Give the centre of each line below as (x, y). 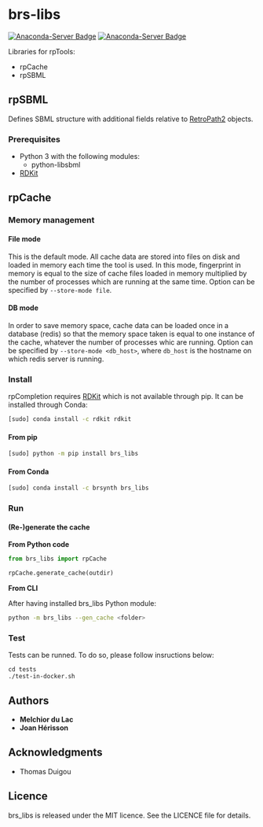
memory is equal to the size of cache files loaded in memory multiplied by (128, 273)
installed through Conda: (48, 405)
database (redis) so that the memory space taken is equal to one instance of (131, 334)
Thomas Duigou (45, 771)
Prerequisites (34, 139)
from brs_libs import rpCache (58, 559)
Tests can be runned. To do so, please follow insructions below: (111, 655)
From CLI (23, 588)
